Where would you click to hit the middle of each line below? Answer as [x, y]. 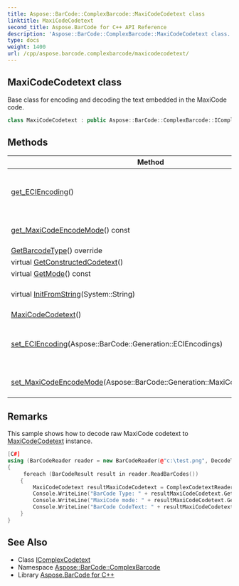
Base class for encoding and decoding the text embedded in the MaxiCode [117, 100]
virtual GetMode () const [51, 274]
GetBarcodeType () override [57, 251]
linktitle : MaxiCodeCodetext [51, 21]
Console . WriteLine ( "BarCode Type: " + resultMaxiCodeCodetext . [128, 494]
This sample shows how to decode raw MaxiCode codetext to [98, 434]
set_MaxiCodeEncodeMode [57, 383]
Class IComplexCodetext [54, 560]
